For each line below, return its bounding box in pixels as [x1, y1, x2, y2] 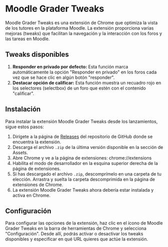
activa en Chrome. [12, 192, 51, 198]
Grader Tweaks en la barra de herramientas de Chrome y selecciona [5, 225, 147, 231]
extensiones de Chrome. [12, 182, 64, 188]
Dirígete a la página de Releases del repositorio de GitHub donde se [12, 133, 153, 139]
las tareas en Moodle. [5, 36, 50, 42]
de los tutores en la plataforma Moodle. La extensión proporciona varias [5, 25, 154, 31]
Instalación [5, 105, 41, 114]
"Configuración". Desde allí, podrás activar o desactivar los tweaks [5, 231, 143, 237]
